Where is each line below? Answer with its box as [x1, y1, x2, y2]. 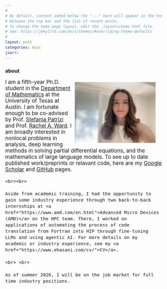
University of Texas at [5, 97, 60, 104]
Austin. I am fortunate [5, 103, 59, 110]
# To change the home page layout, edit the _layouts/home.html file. [5, 24, 155, 29]
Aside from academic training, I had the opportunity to [5, 191, 152, 197]
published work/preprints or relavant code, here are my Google [5, 160, 162, 167]
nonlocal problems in [5, 135, 57, 142]
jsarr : [5, 50, 19, 55]
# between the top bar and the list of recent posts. [5, 18, 119, 23]
